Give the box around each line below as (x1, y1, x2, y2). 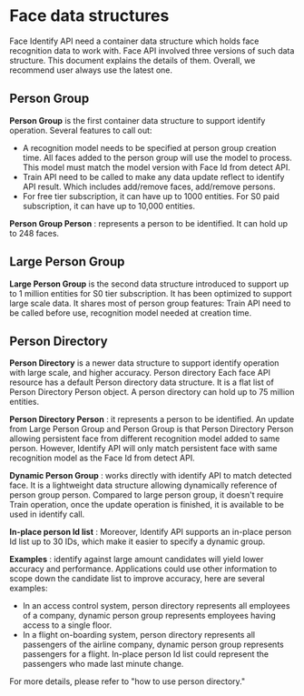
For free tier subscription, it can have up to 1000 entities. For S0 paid (22, 190, 279, 201)
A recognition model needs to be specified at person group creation (22, 142, 277, 153)
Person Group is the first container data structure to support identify (9, 115, 266, 126)
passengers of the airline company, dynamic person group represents (22, 639, 284, 651)
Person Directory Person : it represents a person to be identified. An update (9, 414, 295, 425)
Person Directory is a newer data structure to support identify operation (9, 358, 279, 368)
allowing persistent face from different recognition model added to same (9, 433, 280, 444)
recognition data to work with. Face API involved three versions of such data (9, 45, 295, 55)
